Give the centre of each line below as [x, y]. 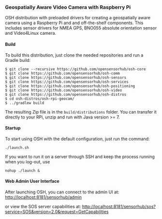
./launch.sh [17, 147]
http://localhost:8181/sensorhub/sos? [119, 206]
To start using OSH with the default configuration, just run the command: [77, 139]
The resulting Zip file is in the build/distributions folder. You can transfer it [81, 112]
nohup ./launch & [22, 171]
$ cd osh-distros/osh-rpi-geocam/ [40, 99]
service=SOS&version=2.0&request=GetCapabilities [57, 211]
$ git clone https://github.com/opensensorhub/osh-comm [62, 73]
